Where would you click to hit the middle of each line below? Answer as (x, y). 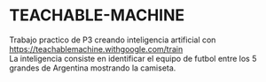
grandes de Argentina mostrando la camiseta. (93, 68)
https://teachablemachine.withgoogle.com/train (96, 48)
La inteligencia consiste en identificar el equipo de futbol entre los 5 (133, 58)
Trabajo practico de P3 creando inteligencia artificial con (113, 40)
